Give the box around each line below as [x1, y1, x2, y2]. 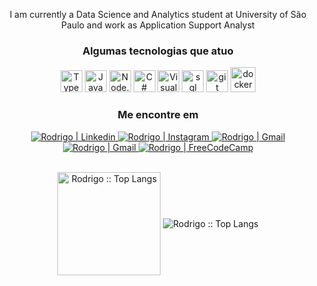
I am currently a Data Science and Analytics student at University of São [9, 9, 307, 20]
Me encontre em [117, 108, 199, 122]
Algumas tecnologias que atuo [82, 44, 234, 58]
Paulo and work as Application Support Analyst [61, 19, 255, 31]
